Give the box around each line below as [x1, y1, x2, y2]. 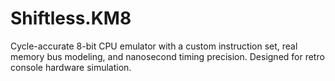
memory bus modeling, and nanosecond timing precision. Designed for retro [10, 50, 325, 62]
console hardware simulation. [10, 61, 132, 73]
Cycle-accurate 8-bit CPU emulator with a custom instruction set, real [10, 40, 298, 52]
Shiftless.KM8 [10, 7, 132, 30]
